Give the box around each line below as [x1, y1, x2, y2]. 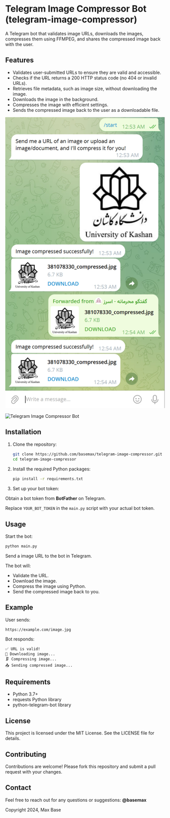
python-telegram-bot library [12, 702, 72, 708]
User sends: [5, 617, 30, 623]
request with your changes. [5, 769, 62, 775]
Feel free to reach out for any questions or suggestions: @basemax [5, 797, 147, 803]
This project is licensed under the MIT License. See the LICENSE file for [5, 730, 155, 736]
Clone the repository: [12, 441, 57, 447]
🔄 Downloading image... [5, 651, 56, 657]
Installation [5, 428, 41, 437]
